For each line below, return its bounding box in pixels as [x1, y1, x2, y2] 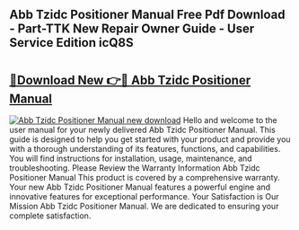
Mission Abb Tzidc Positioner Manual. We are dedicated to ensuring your [9, 201, 279, 211]
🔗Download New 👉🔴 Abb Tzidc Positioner [9, 72, 251, 88]
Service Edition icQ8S [9, 35, 135, 50]
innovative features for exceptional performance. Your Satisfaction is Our [9, 191, 280, 201]
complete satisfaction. [9, 210, 92, 221]
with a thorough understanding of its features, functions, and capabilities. [9, 144, 281, 154]
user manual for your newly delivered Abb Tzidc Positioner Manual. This [9, 125, 276, 135]
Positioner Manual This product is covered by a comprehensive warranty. [9, 172, 280, 182]
